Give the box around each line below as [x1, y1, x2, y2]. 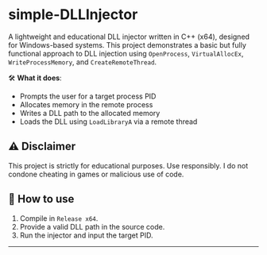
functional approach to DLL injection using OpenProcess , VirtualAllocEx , [8, 48, 244, 58]
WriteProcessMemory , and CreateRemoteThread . [8, 57, 157, 67]
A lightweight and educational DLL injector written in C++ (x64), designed [8, 32, 250, 41]
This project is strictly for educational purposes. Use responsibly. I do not [8, 160, 249, 170]
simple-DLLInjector [8, 6, 138, 24]
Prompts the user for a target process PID [19, 91, 157, 101]
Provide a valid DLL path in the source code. [19, 222, 165, 231]
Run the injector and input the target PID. [19, 230, 153, 240]
